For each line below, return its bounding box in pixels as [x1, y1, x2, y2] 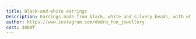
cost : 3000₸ [6, 24, 35, 30]
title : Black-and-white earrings [6, 8, 87, 14]
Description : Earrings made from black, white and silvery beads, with [6, 14, 184, 19]
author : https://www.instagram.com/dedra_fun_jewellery [6, 19, 145, 25]
